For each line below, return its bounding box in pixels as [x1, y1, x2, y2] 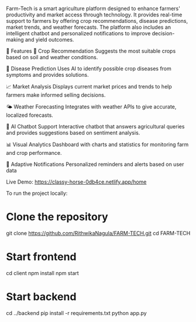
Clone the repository [6, 211, 108, 223]
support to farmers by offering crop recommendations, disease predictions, [6, 18, 188, 24]
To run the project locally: [6, 190, 68, 196]
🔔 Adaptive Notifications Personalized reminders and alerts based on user [6, 161, 184, 168]
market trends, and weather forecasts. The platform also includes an [6, 23, 171, 30]
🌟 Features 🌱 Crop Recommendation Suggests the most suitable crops [6, 48, 176, 55]
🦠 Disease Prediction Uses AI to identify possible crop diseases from [6, 65, 171, 72]
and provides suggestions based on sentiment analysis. [6, 129, 140, 136]
